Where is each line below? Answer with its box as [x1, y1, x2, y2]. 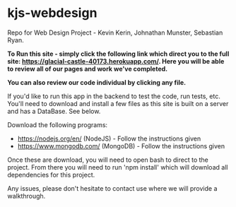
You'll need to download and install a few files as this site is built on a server [7, 99, 229, 107]
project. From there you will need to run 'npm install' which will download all [7, 162, 228, 171]
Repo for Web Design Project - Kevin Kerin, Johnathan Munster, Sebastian [7, 28, 223, 37]
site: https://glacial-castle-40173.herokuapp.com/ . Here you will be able [7, 57, 225, 65]
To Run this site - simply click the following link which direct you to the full [7, 49, 230, 58]
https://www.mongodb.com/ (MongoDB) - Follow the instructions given [17, 141, 225, 150]
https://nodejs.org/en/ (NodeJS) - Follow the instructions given [17, 134, 201, 143]
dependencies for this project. [7, 170, 95, 179]
